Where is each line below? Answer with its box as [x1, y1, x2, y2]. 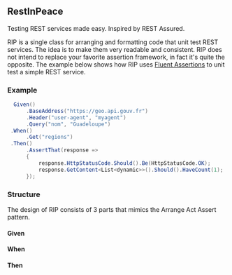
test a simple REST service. [7, 67, 86, 76]
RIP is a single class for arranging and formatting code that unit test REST [7, 38, 219, 46]
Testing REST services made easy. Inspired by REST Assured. [7, 24, 185, 32]
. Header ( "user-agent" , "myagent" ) [25, 114, 127, 121]
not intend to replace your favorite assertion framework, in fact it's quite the [7, 53, 225, 61]
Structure [7, 189, 41, 199]
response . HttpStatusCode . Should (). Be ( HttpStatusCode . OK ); [38, 159, 211, 167]
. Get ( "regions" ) [25, 133, 73, 141]
